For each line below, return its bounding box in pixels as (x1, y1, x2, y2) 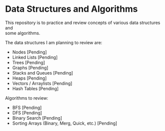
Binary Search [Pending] (12, 115, 63, 121)
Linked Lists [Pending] (12, 54, 58, 60)
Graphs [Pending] (12, 65, 48, 71)
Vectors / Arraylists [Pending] (12, 80, 72, 86)
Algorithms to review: (5, 95, 48, 101)
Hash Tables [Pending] (12, 85, 59, 91)
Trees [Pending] (12, 59, 45, 65)
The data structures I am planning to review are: (5, 39, 102, 45)
